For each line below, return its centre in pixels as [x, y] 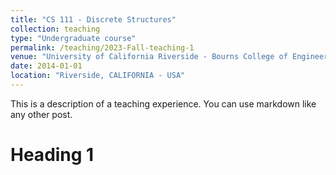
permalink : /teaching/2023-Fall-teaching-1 [102, 47]
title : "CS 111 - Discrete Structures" [93, 19]
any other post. [41, 114]
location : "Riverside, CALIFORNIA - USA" [98, 76]
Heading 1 [52, 155]
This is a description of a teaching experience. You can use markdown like [163, 103]
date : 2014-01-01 [46, 66]
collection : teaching [55, 29]
